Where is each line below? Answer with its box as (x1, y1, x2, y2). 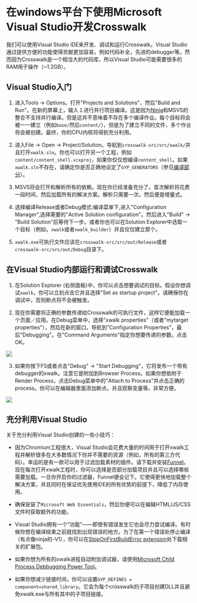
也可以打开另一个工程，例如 (64, 149, 132, 156)
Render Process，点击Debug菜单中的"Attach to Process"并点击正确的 (14, 377, 185, 384)
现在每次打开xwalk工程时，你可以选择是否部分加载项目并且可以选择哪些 (14, 466, 189, 473)
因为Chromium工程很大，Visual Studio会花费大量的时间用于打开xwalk (14, 444, 185, 451)
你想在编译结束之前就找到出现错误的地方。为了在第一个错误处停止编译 (19, 528, 191, 535)
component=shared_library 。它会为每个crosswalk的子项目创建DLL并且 (14, 583, 185, 590)
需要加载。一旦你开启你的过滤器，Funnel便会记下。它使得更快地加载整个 (14, 473, 192, 480)
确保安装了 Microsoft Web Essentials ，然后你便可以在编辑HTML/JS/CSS (14, 501, 191, 508)
